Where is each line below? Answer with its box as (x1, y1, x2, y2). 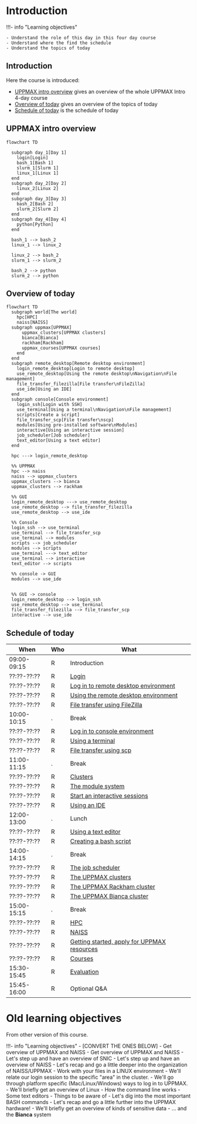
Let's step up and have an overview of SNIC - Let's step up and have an (6, 1055, 180, 1062)
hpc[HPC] (16, 314, 38, 320)
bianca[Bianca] (21, 335, 59, 341)
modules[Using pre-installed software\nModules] (16, 422, 138, 428)
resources (70, 945, 98, 953)
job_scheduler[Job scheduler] (16, 432, 91, 438)
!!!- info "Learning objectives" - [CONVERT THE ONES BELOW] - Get (6, 1042, 172, 1049)
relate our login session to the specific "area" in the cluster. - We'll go (6, 1074, 174, 1081)
